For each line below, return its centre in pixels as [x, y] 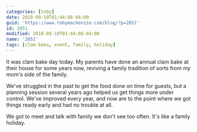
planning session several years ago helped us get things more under [90, 92]
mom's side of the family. [37, 74]
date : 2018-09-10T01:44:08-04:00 [48, 17]
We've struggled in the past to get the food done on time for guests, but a [96, 86]
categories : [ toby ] [30, 12]
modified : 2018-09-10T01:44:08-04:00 [53, 34]
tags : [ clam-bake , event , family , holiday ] [61, 45]
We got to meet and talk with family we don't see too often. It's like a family [98, 116]
